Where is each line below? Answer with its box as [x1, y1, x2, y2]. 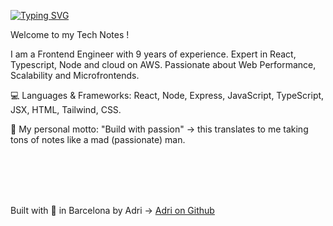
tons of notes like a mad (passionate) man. [10, 134, 186, 145]
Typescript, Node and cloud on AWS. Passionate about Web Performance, [10, 59, 317, 70]
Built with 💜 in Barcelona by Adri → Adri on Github [10, 205, 215, 216]
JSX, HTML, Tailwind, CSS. [10, 104, 122, 115]
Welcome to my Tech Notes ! [10, 29, 130, 40]
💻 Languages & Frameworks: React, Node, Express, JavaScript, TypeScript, [10, 90, 325, 101]
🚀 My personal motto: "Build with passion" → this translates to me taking [10, 123, 309, 135]
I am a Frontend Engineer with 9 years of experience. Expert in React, [10, 48, 297, 60]
